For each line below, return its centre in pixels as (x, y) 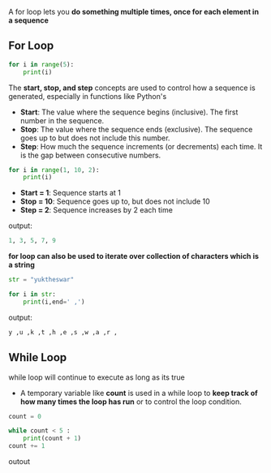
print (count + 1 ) (52, 439)
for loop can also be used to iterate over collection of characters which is (134, 256)
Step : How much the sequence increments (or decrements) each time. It (141, 146)
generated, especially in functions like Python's (88, 96)
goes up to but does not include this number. (95, 138)
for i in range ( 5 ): (41, 64)
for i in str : (32, 295)
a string (22, 265)
